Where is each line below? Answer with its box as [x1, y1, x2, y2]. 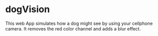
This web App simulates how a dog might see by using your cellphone [5, 20, 153, 26]
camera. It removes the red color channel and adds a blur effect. [5, 25, 141, 31]
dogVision [5, 4, 50, 15]
